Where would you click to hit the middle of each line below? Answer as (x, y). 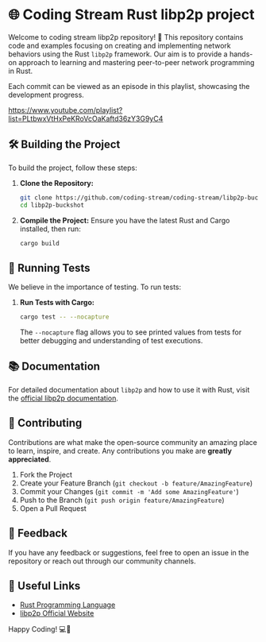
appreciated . (30, 459)
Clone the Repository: (56, 183)
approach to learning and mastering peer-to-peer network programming (137, 62)
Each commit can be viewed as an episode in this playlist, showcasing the (129, 86)
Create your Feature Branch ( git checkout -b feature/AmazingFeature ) (136, 483)
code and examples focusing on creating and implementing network (120, 45)
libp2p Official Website (57, 613)
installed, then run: (50, 229)
